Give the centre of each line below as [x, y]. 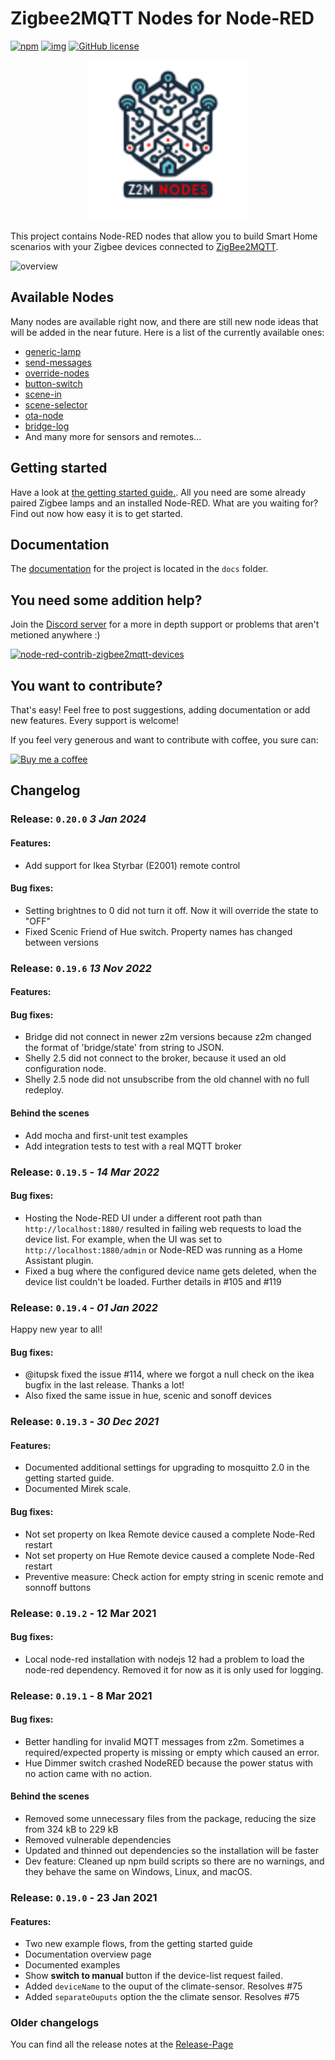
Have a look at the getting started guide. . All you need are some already [158, 492]
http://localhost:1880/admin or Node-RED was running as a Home [163, 1249]
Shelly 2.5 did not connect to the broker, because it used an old [155, 1058]
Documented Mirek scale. [78, 1489]
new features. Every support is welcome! [94, 720]
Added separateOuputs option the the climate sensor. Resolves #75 [162, 1997]
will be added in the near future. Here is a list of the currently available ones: [167, 332]
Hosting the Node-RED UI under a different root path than [143, 1218]
